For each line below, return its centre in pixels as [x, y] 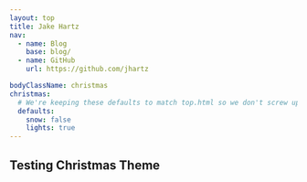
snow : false [48, 120]
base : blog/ [48, 52]
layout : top [32, 18]
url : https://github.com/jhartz [87, 70]
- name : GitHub [47, 60]
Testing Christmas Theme [85, 165]
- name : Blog [42, 43]
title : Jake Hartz [44, 27]
